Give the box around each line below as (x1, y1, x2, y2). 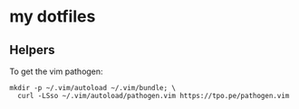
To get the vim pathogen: (9, 66, 103, 77)
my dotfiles (9, 6, 96, 27)
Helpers (9, 42, 55, 58)
